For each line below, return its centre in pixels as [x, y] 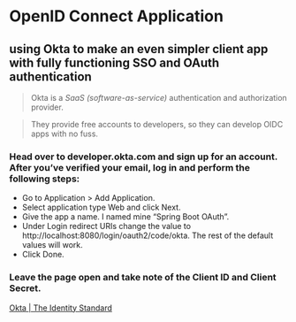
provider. [47, 107]
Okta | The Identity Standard [61, 308]
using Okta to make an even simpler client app [139, 49]
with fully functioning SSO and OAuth [114, 62]
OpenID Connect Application [116, 16]
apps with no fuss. [65, 134]
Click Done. [43, 255]
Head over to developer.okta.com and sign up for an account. [144, 157]
